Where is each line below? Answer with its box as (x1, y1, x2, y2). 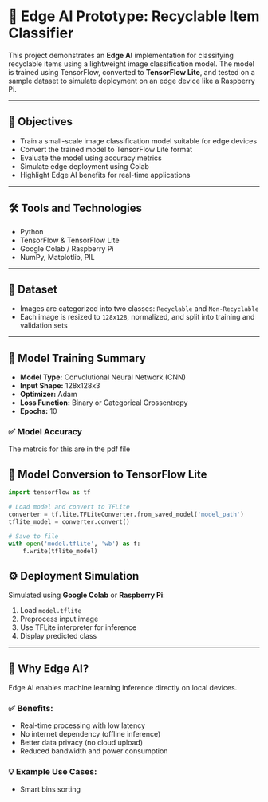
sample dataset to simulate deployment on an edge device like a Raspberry (8, 76, 255, 85)
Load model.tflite (19, 606, 82, 615)
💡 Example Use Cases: (8, 766, 97, 777)
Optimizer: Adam (19, 390, 77, 399)
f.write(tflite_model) (22, 547, 98, 555)
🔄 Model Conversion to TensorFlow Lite (8, 467, 207, 481)
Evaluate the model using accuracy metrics (19, 153, 162, 163)
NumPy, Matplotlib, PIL (19, 252, 96, 261)
